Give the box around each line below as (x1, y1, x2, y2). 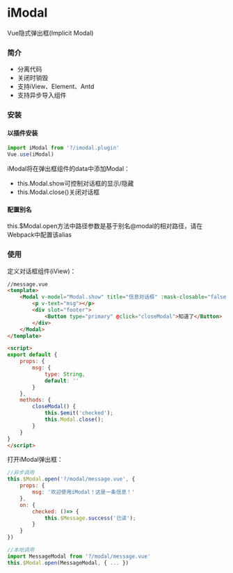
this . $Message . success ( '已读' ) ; (44, 515, 136, 522)
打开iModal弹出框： (7, 455, 64, 464)
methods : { (19, 396, 51, 404)
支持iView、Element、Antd (17, 82, 95, 91)
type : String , (44, 371, 86, 378)
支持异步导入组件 (17, 91, 67, 99)
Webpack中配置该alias (7, 231, 72, 239)
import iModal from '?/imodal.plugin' (7, 145, 120, 152)
